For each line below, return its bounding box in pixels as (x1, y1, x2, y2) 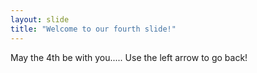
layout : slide (10, 14, 70, 25)
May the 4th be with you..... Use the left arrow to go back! (10, 51, 248, 63)
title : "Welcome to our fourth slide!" (10, 24, 177, 34)
